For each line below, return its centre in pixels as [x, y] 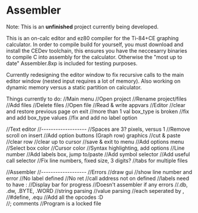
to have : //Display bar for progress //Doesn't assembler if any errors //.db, [97, 185]
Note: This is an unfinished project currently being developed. [82, 27]
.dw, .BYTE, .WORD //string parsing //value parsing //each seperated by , [95, 191]
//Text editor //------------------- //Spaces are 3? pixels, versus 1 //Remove [98, 129]
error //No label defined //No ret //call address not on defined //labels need [98, 178]
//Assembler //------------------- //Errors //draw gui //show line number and [99, 172]
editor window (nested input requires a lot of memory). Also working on [93, 81]
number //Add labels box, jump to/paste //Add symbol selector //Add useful [98, 154]
